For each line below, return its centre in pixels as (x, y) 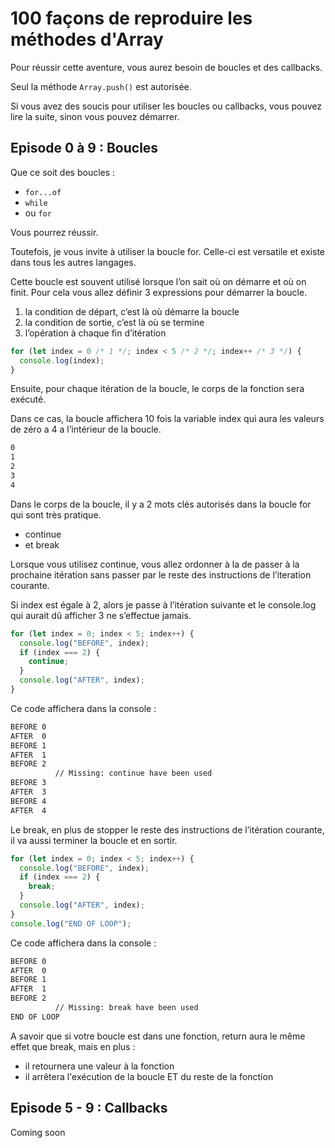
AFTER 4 (28, 810)
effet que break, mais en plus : (73, 1046)
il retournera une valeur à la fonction (99, 1066)
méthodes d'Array (87, 39)
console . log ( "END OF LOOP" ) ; (71, 923)
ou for (38, 213)
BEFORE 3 (28, 783)
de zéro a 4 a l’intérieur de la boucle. (86, 429)
